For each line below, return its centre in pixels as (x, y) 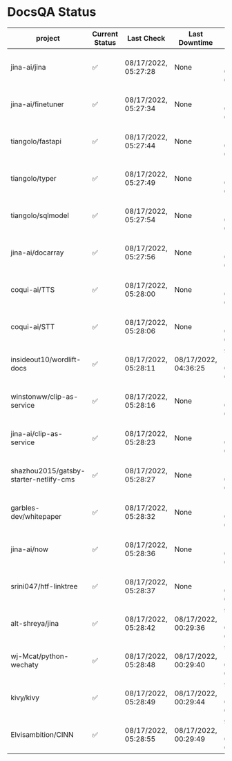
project (48, 38)
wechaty (25, 664)
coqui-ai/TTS (33, 289)
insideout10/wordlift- (46, 359)
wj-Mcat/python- (40, 656)
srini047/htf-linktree (44, 586)
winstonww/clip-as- (44, 396)
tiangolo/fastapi (36, 141)
